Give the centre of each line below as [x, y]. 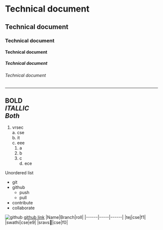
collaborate [23, 208]
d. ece [26, 164]
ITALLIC [17, 108]
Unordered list [19, 173]
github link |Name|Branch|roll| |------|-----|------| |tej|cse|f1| [85, 217]
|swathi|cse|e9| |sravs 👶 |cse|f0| [36, 222]
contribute [22, 203]
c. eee [18, 143]
